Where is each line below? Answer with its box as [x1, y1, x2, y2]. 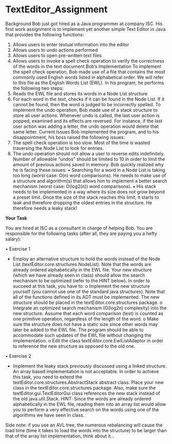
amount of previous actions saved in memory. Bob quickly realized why [12, 161, 164, 167]
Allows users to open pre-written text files [12, 52, 102, 59]
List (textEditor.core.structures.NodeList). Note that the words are [12, 261, 151, 267]
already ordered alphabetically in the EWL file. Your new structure [12, 266, 152, 273]
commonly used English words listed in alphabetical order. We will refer [12, 74, 164, 80]
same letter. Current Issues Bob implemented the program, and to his [12, 128, 159, 134]
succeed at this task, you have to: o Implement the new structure [12, 283, 150, 289]
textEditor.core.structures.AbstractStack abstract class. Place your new [12, 379, 164, 385]
